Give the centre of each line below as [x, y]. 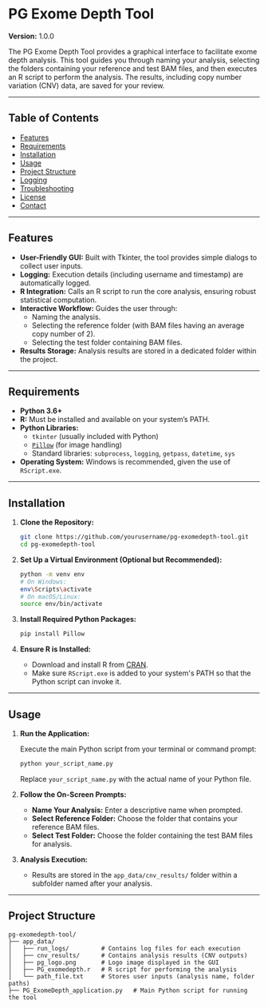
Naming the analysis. [66, 317]
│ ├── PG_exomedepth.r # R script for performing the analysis [123, 969]
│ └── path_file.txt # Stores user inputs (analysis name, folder [132, 976]
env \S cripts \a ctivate [56, 589]
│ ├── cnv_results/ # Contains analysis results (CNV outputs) [128, 955]
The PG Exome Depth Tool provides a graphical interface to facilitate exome [133, 51]
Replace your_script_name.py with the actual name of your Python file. [136, 779]
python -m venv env [52, 574]
